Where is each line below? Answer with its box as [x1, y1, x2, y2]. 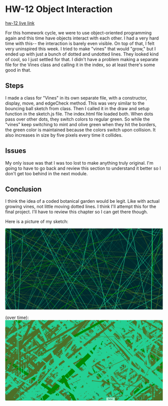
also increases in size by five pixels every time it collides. [5, 132, 123, 138]
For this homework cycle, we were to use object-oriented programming [5, 30, 152, 36]
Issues [5, 147, 26, 155]
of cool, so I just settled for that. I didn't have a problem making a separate [5, 56, 158, 62]
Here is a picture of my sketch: [5, 219, 68, 225]
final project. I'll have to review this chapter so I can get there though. [5, 209, 148, 215]
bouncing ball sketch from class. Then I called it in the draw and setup [5, 105, 150, 111]
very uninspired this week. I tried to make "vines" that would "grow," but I [5, 46, 156, 52]
